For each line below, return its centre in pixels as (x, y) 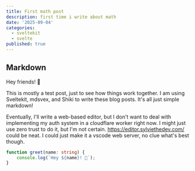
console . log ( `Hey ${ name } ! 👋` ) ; (56, 158)
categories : (20, 28)
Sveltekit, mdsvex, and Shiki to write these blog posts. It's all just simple (93, 99)
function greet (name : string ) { (45, 152)
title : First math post (35, 11)
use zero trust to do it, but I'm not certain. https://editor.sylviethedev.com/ (95, 129)
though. (16, 141)
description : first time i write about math (61, 17)
